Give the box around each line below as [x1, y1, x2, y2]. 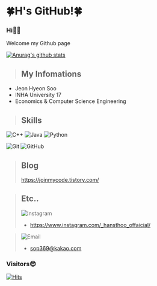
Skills [20, 115, 42, 125]
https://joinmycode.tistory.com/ [20, 176, 99, 183]
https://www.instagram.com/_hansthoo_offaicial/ [29, 221, 151, 228]
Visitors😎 [6, 260, 36, 268]
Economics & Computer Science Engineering [14, 98, 126, 105]
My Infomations [20, 69, 82, 79]
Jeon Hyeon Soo [14, 85, 57, 92]
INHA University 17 [14, 92, 62, 99]
